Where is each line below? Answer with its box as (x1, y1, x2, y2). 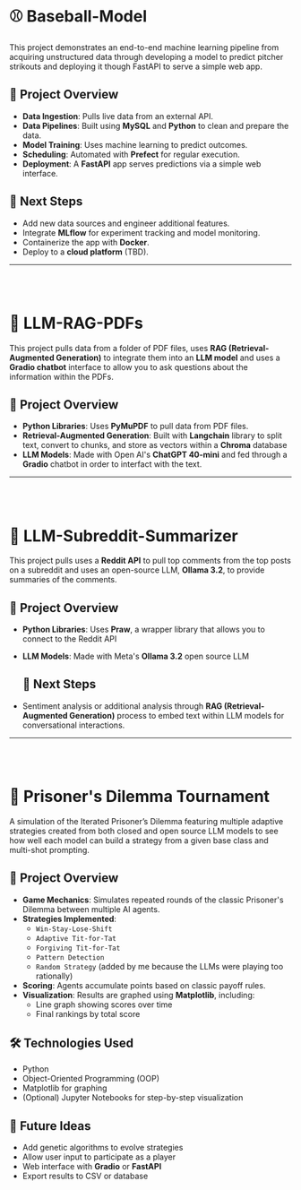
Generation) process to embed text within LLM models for (69, 710, 285, 720)
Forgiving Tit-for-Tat (35, 944, 121, 953)
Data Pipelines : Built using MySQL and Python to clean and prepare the (21, 120, 289, 131)
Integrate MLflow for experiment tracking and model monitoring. (21, 227, 261, 237)
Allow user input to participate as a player (21, 1151, 176, 1162)
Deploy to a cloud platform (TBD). (21, 246, 150, 257)
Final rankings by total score (35, 1008, 141, 1019)
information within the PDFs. (9, 371, 115, 382)
